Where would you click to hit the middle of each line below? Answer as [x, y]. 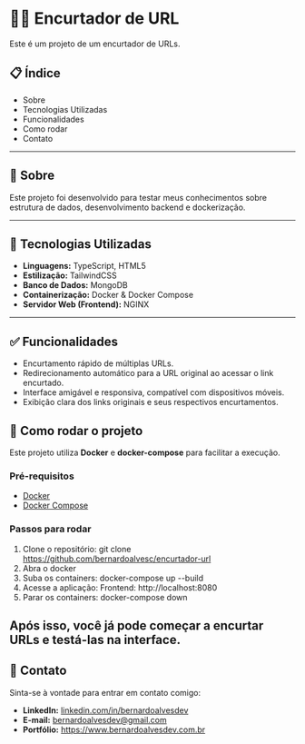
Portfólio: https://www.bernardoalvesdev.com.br [114, 729]
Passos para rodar [50, 529]
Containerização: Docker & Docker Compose [108, 295]
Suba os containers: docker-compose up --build [113, 578]
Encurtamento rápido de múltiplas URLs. [98, 363]
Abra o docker [49, 568]
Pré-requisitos [42, 476]
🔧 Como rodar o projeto [76, 431]
